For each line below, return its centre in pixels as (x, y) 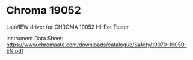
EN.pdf (15, 50)
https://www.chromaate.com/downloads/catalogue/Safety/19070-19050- (96, 45)
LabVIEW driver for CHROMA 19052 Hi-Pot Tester (68, 27)
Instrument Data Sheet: (35, 38)
